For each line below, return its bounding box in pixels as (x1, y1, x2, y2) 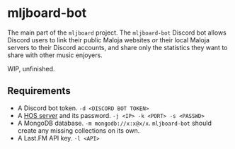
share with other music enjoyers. (7, 51, 103, 59)
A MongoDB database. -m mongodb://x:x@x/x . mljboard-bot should (17, 119, 212, 127)
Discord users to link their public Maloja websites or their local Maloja (7, 35, 210, 44)
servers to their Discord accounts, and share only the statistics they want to (7, 43, 228, 52)
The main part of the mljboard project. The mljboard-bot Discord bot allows (7, 28, 227, 37)
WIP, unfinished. (7, 64, 55, 73)
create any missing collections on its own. (17, 126, 140, 135)
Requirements (7, 85, 71, 97)
